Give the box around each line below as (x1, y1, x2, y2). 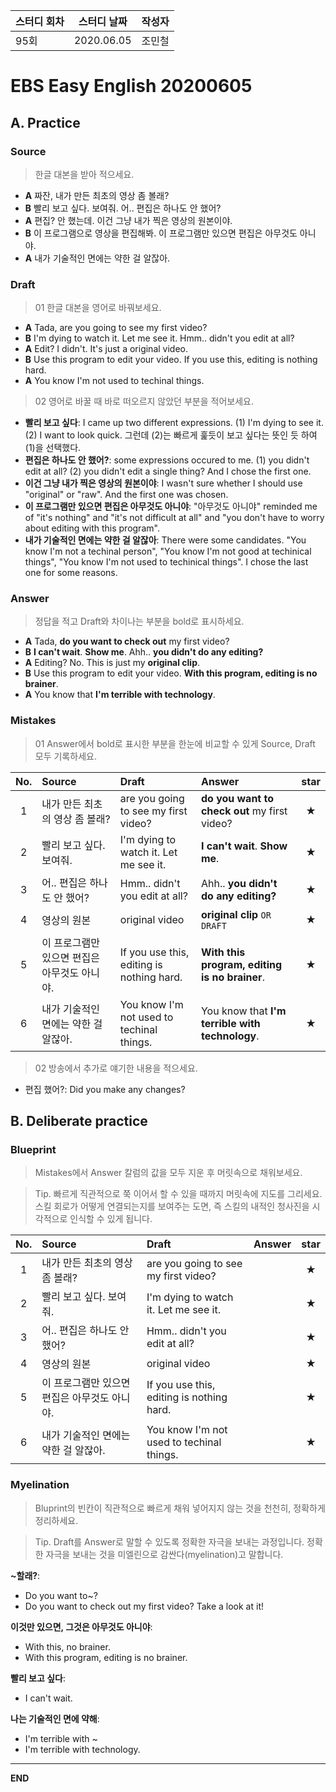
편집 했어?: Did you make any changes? (24, 1083, 186, 1095)
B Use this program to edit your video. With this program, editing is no (24, 667, 318, 679)
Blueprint (10, 1143, 57, 1157)
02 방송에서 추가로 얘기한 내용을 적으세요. (34, 1062, 198, 1074)
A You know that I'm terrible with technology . (24, 689, 216, 701)
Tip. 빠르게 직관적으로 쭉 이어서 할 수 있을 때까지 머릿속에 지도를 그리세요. (34, 1188, 323, 1200)
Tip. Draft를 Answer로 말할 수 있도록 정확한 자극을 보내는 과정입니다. (34, 1535, 305, 1548)
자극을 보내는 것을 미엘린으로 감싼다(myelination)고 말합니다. (45, 1548, 284, 1560)
